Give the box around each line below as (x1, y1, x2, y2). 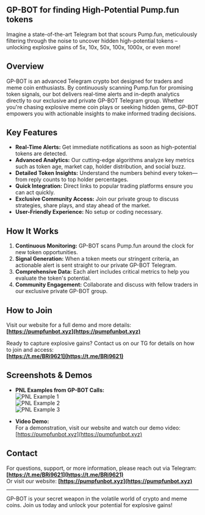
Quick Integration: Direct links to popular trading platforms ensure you (15, 182, 193, 190)
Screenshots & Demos (6, 370, 93, 380)
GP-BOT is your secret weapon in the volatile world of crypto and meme (6, 495, 187, 502)
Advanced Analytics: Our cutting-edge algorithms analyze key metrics (15, 157, 195, 164)
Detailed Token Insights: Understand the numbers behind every (15, 169, 177, 177)
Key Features (6, 127, 58, 138)
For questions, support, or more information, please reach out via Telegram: (6, 464, 197, 472)
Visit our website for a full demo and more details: (6, 321, 132, 329)
